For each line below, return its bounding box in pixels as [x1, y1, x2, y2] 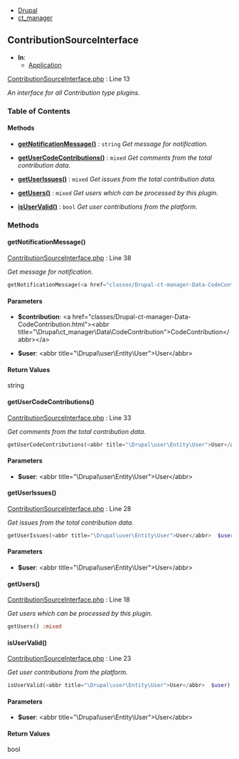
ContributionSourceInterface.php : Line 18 [7, 595, 130, 604]
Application [28, 61, 62, 69]
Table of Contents [7, 106, 71, 116]
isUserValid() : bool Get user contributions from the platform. [17, 202, 198, 211]
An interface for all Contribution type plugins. [7, 88, 140, 97]
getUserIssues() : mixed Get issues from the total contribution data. [17, 175, 216, 183]
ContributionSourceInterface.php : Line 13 [7, 74, 130, 83]
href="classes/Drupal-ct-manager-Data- [72, 313, 191, 321]
